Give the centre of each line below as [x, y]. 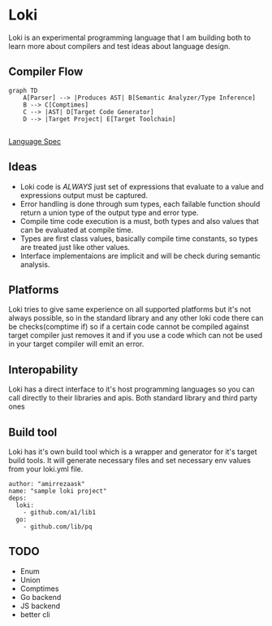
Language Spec [35, 141]
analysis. [35, 264]
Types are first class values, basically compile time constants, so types [139, 239]
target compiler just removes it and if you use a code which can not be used [136, 335]
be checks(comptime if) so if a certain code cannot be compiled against [129, 326]
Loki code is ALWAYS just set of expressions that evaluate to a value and [142, 186]
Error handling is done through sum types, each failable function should [140, 204]
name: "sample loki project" [58, 491]
